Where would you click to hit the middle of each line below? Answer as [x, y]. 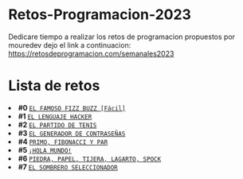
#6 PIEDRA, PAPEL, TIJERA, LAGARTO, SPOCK [90, 158]
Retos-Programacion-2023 [100, 15]
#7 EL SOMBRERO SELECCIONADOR [68, 167]
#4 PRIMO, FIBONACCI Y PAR [63, 142]
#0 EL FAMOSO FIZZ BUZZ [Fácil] [72, 107]
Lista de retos [54, 86]
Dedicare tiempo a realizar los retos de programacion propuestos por [122, 37]
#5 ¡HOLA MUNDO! [45, 150]
